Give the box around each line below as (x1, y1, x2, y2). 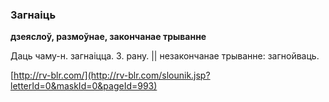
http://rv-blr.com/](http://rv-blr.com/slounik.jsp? (13, 69, 211, 82)
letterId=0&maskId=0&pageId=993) (10, 80, 158, 92)
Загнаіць (10, 8, 57, 22)
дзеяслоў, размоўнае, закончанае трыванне (10, 31, 207, 43)
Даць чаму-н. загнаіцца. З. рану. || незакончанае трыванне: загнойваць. (10, 50, 320, 62)
